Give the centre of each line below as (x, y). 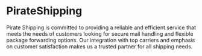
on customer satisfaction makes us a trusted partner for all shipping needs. (99, 46)
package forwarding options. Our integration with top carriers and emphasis (101, 40)
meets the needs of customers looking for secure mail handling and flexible (100, 33)
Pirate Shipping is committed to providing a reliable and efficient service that (101, 27)
